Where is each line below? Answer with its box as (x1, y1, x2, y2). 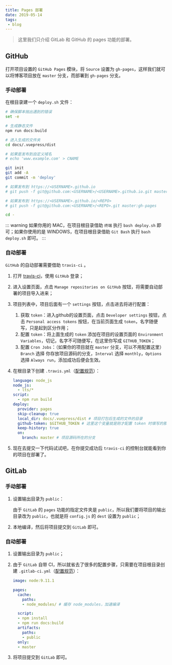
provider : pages (17, 406, 52, 412)
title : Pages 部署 (5, 7, 43, 13)
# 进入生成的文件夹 (5, 137, 41, 143)
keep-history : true (17, 425, 59, 431)
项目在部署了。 (17, 452, 49, 458)
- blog (7, 22, 22, 27)
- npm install (17, 616, 48, 621)
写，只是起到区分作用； (20, 324, 70, 331)
